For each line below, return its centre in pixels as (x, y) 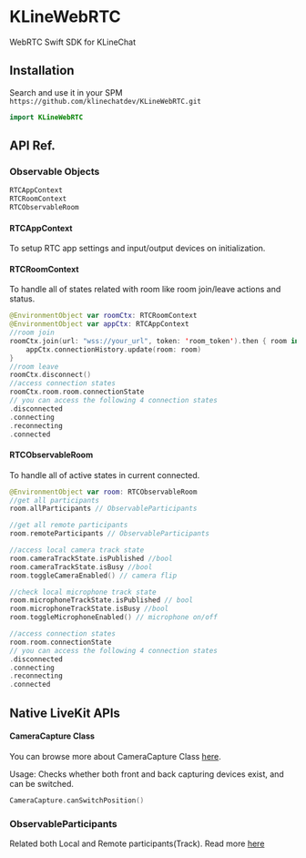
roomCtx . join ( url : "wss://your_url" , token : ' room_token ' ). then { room (148, 341)
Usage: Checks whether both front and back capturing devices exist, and (147, 774)
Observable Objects (55, 171)
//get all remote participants (69, 526)
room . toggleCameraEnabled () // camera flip (93, 576)
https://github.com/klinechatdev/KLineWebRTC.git (106, 101)
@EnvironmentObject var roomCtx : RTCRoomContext (103, 316)
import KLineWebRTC (46, 117)
